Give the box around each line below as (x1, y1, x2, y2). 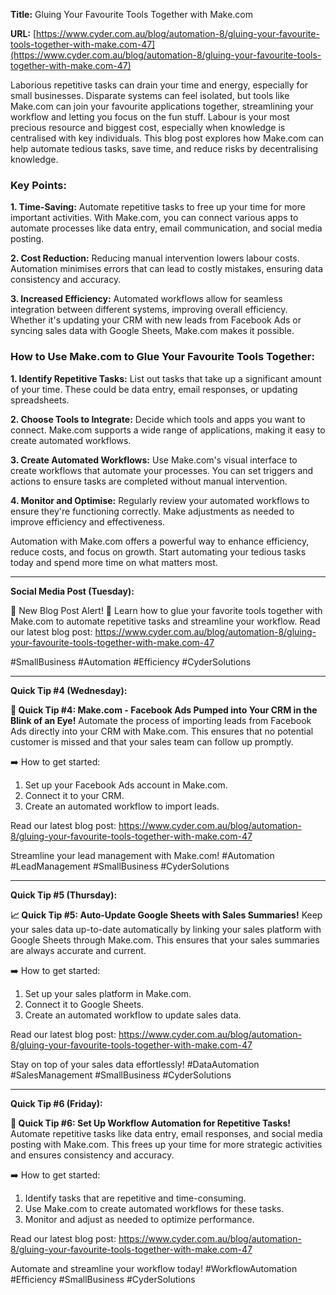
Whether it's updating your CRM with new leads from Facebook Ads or (10, 314, 302, 326)
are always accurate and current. (10, 944, 147, 956)
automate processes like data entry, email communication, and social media (10, 222, 323, 234)
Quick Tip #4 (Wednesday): (10, 684, 128, 696)
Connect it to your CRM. (24, 789, 125, 801)
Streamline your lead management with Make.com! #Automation (10, 849, 275, 861)
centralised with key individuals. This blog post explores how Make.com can (10, 132, 324, 144)
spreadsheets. (10, 394, 70, 406)
